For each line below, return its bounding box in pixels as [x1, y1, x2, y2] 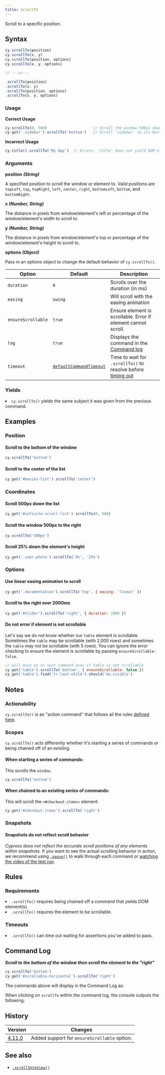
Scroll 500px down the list [5, 500, 60, 506]
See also [5, 1051, 32, 1060]
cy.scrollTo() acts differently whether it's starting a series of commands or [5, 740, 159, 746]
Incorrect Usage [5, 139, 39, 145]
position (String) [5, 171, 40, 177]
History [5, 1012, 28, 1020]
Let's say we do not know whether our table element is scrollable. [5, 632, 139, 638]
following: [5, 997, 25, 1003]
